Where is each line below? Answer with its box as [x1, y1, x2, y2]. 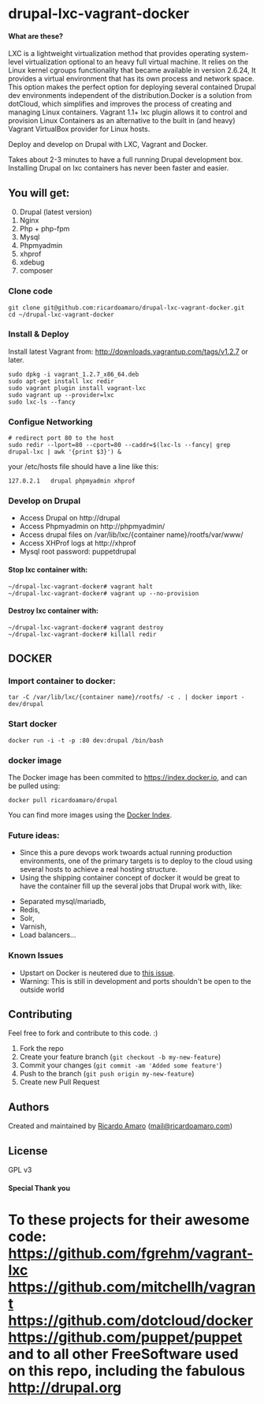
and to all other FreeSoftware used [8, 1345, 239, 1363]
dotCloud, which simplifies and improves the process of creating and [8, 99, 232, 109]
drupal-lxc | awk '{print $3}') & [8, 448, 122, 456]
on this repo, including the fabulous [8, 1361, 246, 1380]
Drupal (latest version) [19, 207, 92, 217]
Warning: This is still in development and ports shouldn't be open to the [19, 976, 251, 985]
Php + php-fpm [19, 224, 70, 234]
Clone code [8, 286, 54, 297]
